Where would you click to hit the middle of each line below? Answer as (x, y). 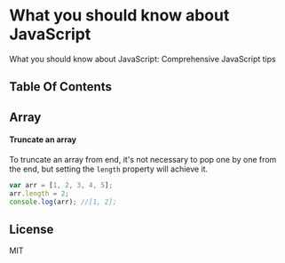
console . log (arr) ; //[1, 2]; (63, 202)
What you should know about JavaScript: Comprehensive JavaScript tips (143, 59)
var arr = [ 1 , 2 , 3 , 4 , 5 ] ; (61, 185)
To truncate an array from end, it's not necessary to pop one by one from (143, 159)
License (32, 229)
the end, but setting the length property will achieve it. (109, 169)
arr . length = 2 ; (39, 193)
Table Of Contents (61, 87)
